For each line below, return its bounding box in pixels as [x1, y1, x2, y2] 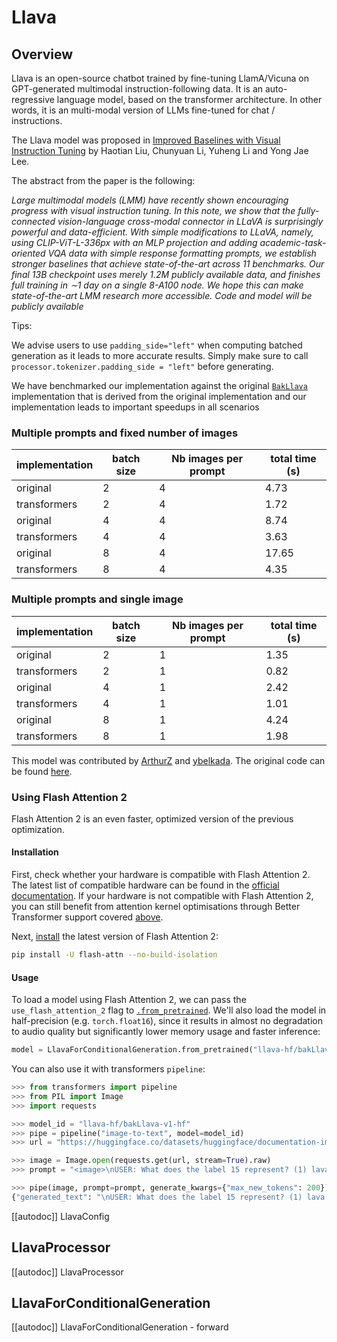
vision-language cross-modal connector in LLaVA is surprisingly [57, 216, 324, 227]
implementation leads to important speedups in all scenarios [11, 401, 260, 413]
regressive [11, 94, 55, 105]
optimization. [11, 823, 65, 835]
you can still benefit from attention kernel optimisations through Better [11, 901, 301, 913]
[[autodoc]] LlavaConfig [11, 1210, 110, 1222]
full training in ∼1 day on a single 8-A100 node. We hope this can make [11, 279, 304, 291]
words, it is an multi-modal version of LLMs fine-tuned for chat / [11, 104, 276, 116]
